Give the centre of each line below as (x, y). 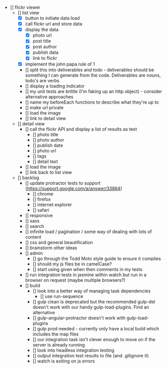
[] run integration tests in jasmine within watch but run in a (86, 275)
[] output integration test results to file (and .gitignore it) (91, 355)
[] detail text (45, 161)
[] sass (32, 221)
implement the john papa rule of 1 (60, 64)
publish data (46, 52)
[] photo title (46, 135)
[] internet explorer (52, 205)
